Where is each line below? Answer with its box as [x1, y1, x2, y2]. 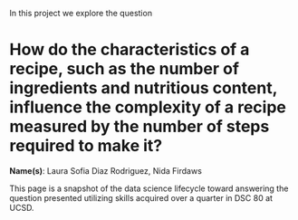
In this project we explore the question [9, 8, 152, 18]
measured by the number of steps [9, 117, 270, 137]
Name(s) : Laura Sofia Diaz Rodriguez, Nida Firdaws [9, 165, 202, 176]
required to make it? [9, 136, 163, 157]
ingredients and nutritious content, [9, 78, 278, 99]
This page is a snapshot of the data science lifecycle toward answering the [9, 183, 289, 194]
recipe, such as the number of [9, 59, 240, 80]
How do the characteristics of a [9, 40, 250, 60]
